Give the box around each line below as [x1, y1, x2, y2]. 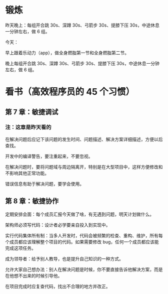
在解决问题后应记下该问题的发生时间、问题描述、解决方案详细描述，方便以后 [5, 136, 163, 142]
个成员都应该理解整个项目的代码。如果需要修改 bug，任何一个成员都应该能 [5, 239, 159, 245]
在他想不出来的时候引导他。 [5, 272, 62, 278]
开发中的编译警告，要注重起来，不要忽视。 [5, 153, 93, 159]
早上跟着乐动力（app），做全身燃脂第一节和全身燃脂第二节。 [5, 50, 129, 56]
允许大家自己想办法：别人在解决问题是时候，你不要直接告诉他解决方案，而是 [5, 266, 163, 272]
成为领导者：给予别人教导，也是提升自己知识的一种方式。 [5, 255, 123, 261]
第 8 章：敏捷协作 [5, 197, 59, 206]
